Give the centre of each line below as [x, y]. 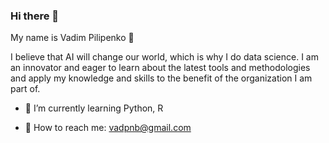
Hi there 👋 [35, 16]
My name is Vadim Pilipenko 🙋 [72, 38]
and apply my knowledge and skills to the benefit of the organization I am [161, 78]
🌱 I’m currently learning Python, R [94, 108]
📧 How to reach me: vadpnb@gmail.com [108, 128]
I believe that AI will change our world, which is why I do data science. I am [164, 57]
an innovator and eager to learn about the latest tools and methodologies [160, 68]
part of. [25, 89]
